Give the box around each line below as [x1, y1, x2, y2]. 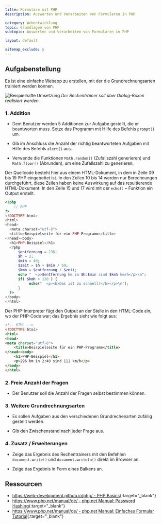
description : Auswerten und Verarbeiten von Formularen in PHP [5, 12, 136, 17]
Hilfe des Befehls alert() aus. [12, 145, 72, 151]
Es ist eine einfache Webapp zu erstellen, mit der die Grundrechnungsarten [5, 78, 155, 84]
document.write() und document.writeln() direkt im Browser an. [12, 456, 140, 462]
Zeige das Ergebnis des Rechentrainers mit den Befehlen [12, 451, 126, 457]
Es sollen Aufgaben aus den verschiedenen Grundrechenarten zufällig [12, 414, 153, 419]
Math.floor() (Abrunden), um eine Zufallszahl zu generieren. [12, 160, 134, 166]
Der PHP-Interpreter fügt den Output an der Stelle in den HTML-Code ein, [5, 308, 152, 314]
